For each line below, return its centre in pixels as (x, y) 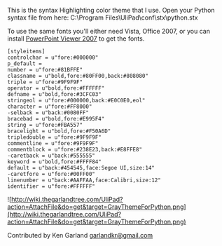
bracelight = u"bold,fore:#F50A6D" (59, 131)
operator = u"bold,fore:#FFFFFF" (56, 88)
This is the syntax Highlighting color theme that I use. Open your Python (111, 10)
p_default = (25, 64)
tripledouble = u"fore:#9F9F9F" (54, 137)
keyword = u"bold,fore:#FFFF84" (54, 162)
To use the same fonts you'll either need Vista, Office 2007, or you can (109, 31)
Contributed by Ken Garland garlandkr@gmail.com (80, 235)
